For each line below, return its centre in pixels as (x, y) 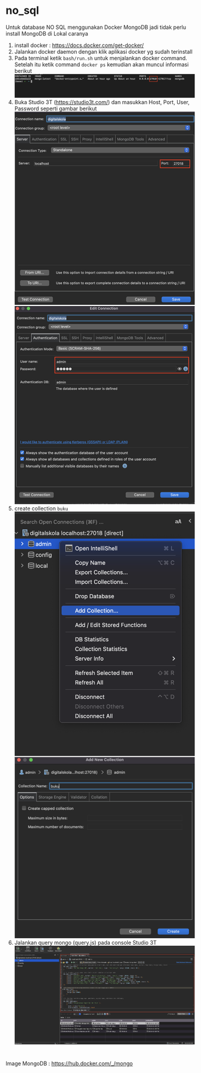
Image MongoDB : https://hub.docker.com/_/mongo (69, 1063)
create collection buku (41, 508)
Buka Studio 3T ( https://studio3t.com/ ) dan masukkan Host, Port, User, (102, 102)
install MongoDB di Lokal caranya (47, 33)
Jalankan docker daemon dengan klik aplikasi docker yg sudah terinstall (103, 51)
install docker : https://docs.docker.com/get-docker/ (79, 45)
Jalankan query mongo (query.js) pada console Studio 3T (85, 942)
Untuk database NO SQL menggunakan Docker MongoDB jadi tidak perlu (96, 27)
